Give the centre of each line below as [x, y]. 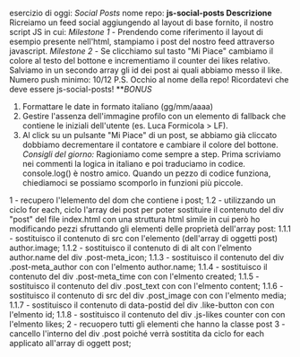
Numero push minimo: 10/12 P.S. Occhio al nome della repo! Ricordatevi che [149, 79]
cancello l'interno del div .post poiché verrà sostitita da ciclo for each [137, 334]
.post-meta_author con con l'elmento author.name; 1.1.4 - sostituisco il [138, 267]
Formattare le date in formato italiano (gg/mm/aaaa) [117, 106]
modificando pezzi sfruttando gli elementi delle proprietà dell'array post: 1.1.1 [150, 229]
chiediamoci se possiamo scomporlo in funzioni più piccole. [133, 183]
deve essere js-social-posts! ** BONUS [81, 89]
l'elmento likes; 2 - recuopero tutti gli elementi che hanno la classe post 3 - [147, 324]
